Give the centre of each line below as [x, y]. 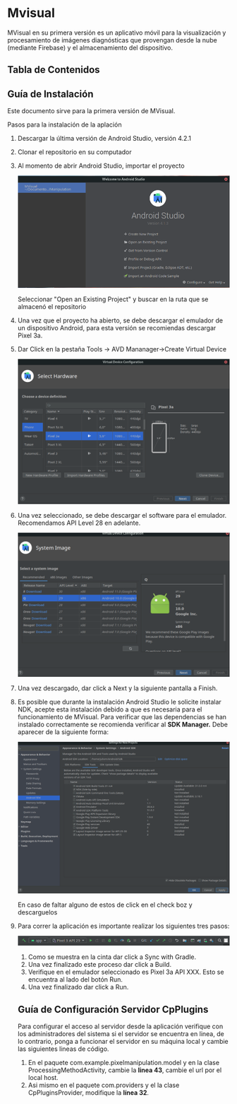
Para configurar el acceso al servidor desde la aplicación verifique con [120, 1026]
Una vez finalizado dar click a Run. [78, 987]
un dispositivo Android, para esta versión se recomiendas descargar [117, 327]
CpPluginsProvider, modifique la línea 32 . [89, 1093]
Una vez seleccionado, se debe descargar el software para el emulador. [122, 515]
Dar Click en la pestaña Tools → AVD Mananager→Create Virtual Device [122, 349]
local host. [43, 1078]
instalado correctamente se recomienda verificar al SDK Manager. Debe [122, 724]
